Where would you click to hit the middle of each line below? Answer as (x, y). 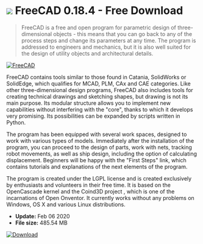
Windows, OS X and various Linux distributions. (66, 204)
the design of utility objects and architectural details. (87, 53)
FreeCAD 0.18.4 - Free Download (99, 11)
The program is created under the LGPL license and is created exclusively (99, 178)
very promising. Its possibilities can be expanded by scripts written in (93, 116)
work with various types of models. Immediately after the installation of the (100, 140)
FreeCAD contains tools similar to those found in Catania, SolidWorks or (96, 77)
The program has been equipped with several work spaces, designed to (97, 134)
